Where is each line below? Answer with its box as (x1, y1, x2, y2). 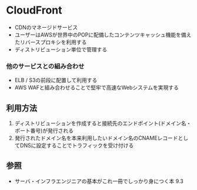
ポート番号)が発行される (14, 127, 74, 135)
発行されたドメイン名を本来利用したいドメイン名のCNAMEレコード (14, 135, 178, 142)
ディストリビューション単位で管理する (14, 45, 108, 53)
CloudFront (6, 4, 63, 17)
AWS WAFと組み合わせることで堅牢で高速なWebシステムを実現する (14, 84, 179, 91)
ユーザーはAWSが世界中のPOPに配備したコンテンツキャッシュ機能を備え (14, 31, 192, 38)
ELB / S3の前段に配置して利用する (14, 77, 98, 84)
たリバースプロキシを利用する (14, 38, 87, 45)
